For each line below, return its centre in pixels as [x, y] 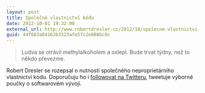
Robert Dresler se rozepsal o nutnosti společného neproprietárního [90, 70]
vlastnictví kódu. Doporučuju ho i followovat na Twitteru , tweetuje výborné [100, 77]
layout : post [23, 12]
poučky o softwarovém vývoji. [44, 84]
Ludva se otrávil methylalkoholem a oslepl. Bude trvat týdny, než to [106, 52]
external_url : [24, 29]
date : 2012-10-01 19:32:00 [41, 23]
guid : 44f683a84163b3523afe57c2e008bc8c [59, 35]
